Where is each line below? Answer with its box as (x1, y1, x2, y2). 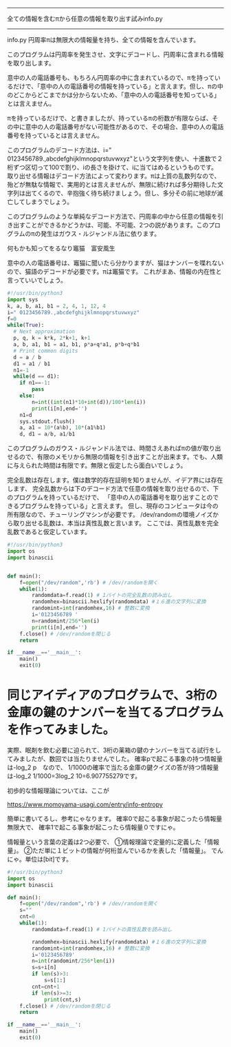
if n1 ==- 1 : (19, 380, 51, 387)
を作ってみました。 (7, 722, 115, 738)
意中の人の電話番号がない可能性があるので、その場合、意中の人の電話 (25, 123, 224, 131)
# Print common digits (13, 347, 78, 354)
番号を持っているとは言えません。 (7, 132, 103, 139)
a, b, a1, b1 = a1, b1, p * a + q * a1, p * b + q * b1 (13, 341, 140, 348)
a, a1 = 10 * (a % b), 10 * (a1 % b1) (19, 425, 107, 431)
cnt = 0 (19, 913, 36, 920)
